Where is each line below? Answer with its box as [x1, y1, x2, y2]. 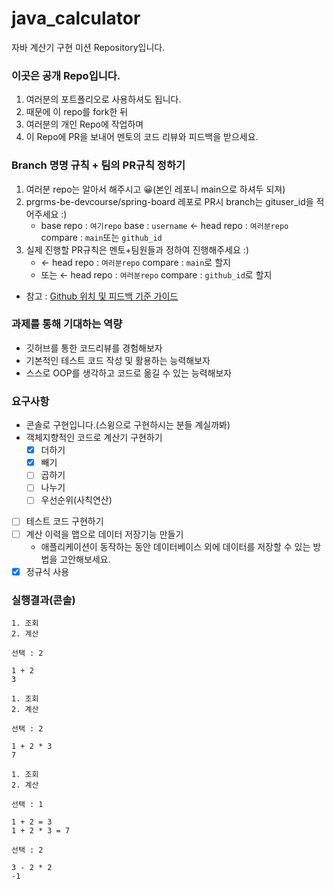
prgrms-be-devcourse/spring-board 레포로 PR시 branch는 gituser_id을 [25, 195, 314, 207]
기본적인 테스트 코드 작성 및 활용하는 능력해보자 [25, 354, 211, 366]
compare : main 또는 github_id [40, 231, 163, 243]
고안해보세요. [59, 553, 111, 565]
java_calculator [11, 7, 141, 30]
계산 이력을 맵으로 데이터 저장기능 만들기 [25, 528, 184, 540]
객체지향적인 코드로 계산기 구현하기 [25, 432, 163, 444]
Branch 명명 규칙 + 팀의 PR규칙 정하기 [11, 158, 186, 172]
